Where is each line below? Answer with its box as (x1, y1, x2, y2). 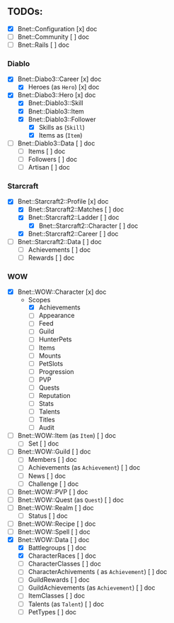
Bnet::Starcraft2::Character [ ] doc (38, 221, 139, 230)
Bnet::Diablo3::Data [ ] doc (17, 138, 95, 148)
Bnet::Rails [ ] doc (17, 40, 69, 49)
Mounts (38, 351, 62, 360)
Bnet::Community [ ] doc (17, 32, 90, 41)
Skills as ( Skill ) (38, 123, 85, 131)
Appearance (38, 311, 75, 320)
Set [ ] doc (28, 439, 59, 448)
